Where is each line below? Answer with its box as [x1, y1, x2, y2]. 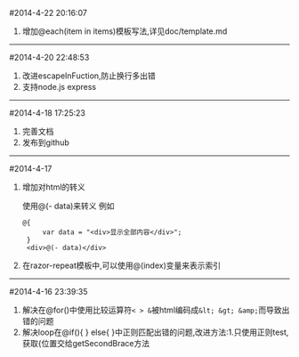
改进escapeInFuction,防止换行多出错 [21, 70, 156, 81]
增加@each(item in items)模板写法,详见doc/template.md [21, 26, 228, 37]
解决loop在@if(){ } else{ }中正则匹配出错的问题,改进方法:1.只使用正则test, [21, 327, 289, 337]
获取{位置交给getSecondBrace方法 [21, 338, 149, 348]
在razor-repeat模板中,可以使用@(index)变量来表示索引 [21, 260, 222, 271]
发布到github [21, 137, 69, 148]
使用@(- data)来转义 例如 [21, 200, 115, 211]
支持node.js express [21, 82, 96, 92]
